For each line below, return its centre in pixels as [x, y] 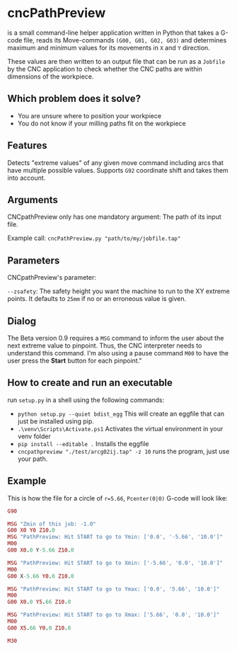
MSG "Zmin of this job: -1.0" [52, 524]
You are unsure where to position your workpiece [89, 115]
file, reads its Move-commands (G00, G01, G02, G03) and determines [125, 40]
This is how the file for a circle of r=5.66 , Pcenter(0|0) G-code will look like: [117, 498]
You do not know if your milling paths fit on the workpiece [102, 123]
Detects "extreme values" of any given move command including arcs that [116, 162]
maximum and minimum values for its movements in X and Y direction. [109, 47]
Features [27, 146]
